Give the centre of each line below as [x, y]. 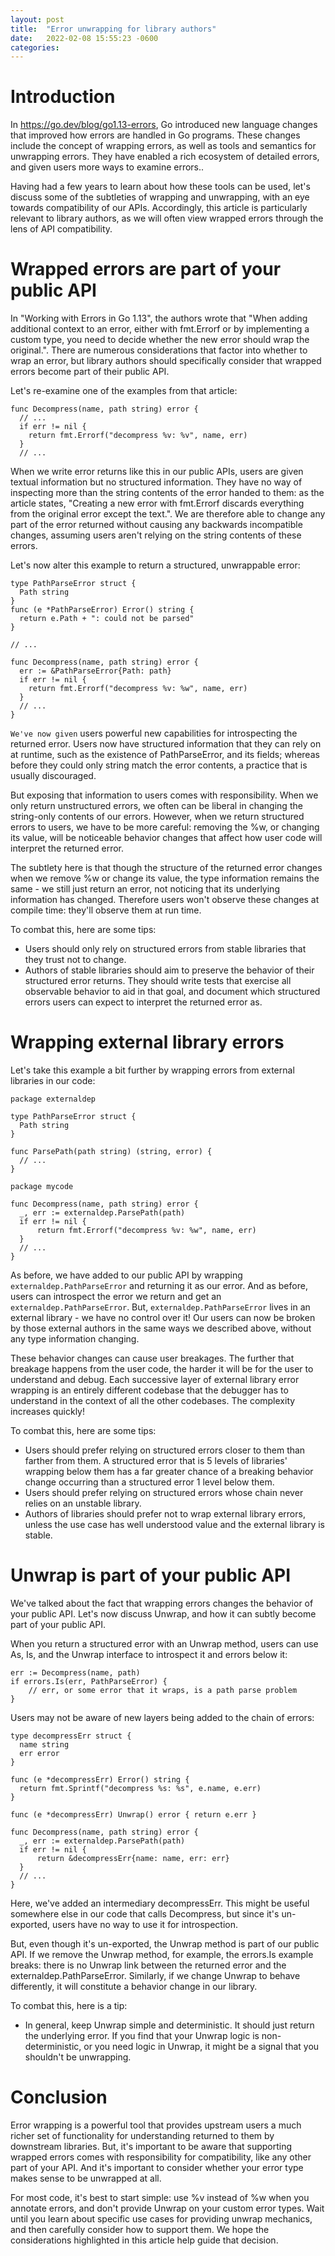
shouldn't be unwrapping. [78, 2057]
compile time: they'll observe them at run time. [106, 910]
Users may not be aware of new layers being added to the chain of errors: [162, 1717]
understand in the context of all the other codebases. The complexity [153, 1401]
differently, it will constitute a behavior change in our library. [134, 1986]
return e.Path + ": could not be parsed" [107, 619]
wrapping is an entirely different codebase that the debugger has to [149, 1390]
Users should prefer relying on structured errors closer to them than [165, 1450]
